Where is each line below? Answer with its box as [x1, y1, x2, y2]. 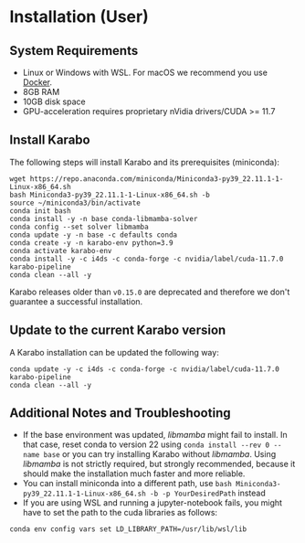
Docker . [22, 77, 53, 88]
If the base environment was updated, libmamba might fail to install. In [22, 430, 288, 441]
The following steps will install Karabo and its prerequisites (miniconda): [9, 156, 280, 167]
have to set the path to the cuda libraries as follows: [22, 507, 217, 518]
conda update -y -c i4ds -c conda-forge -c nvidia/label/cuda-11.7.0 [9, 364, 280, 374]
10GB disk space [22, 96, 86, 107]
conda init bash [9, 206, 71, 216]
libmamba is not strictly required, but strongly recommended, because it [22, 459, 296, 470]
